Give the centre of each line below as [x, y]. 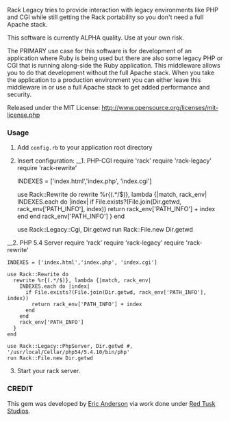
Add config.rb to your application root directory [85, 148]
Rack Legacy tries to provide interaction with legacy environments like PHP [113, 10]
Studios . [19, 411]
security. [20, 94]
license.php [24, 115]
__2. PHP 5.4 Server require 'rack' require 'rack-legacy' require [96, 243]
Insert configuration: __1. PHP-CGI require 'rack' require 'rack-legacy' [114, 161]
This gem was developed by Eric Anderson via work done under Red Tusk [111, 403]
